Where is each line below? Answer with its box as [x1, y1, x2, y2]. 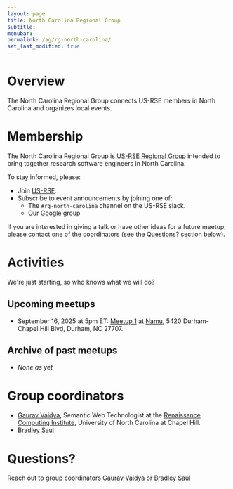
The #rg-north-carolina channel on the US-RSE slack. [27, 201, 186, 209]
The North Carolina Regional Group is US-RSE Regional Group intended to [7, 152, 221, 160]
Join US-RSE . [17, 186, 58, 195]
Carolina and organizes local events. [7, 103, 112, 112]
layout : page [7, 10, 46, 18]
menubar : [7, 30, 33, 37]
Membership [7, 129, 84, 145]
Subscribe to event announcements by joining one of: [17, 194, 173, 202]
